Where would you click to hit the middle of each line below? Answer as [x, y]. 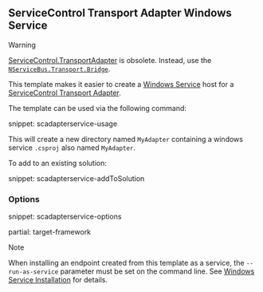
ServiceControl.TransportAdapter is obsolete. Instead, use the [110, 60]
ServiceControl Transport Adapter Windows [120, 13]
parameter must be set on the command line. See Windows [157, 271]
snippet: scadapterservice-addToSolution [77, 178]
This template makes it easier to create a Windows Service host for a [121, 84]
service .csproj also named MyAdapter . [72, 148]
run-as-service [33, 272]
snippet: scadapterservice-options [65, 217]
